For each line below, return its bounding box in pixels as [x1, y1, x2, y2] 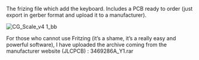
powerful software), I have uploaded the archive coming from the [6, 41, 167, 48]
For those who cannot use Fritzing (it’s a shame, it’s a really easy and [6, 35, 176, 41]
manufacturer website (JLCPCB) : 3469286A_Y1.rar [6, 47, 134, 55]
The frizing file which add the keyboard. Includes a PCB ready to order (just [6, 5, 193, 12]
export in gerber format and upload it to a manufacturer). [6, 11, 147, 19]
